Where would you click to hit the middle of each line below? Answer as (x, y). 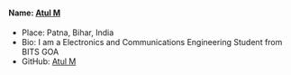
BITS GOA (40, 52)
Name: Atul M (34, 13)
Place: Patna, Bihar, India (68, 33)
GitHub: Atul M (49, 61)
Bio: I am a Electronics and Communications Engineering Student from (152, 42)
